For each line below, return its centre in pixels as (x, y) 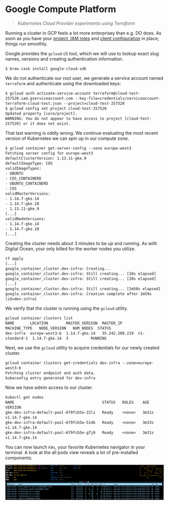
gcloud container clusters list (39, 318)
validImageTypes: (23, 168)
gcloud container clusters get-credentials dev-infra (63, 363)
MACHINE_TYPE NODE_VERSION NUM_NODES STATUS (58, 328)
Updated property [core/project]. (41, 114)
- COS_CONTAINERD (23, 178)
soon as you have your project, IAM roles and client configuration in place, (82, 38)
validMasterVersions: (28, 193)
